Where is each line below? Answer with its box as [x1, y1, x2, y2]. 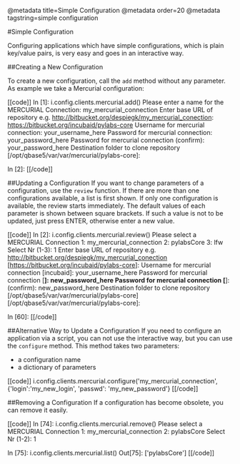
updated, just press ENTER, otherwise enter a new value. [7, 217, 175, 225]
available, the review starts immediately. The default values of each [7, 201, 206, 210]
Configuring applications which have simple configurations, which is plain [7, 41, 224, 49]
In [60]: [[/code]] [7, 313, 57, 321]
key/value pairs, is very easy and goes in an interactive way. [7, 49, 184, 57]
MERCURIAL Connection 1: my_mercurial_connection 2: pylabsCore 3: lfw [7, 238, 224, 246]
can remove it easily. [7, 406, 69, 414]
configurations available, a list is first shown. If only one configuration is [7, 194, 219, 202]
